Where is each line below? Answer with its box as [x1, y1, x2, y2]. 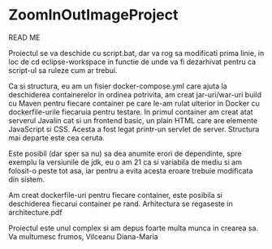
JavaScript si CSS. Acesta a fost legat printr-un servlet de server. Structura [8, 124, 260, 134]
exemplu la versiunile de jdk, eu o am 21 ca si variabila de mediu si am [8, 157, 242, 167]
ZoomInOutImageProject [8, 6, 179, 24]
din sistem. [8, 174, 45, 184]
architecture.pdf [8, 207, 63, 217]
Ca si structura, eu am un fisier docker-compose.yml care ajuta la [8, 81, 227, 91]
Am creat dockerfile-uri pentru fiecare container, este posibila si [8, 190, 223, 200]
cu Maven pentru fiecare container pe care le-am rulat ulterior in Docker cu [8, 98, 260, 108]
